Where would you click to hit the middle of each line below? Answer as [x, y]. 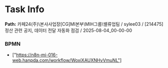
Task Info [25, 9]
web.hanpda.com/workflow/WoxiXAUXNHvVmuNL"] [67, 60]
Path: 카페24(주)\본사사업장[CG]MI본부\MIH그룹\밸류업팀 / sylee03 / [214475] [84, 24]
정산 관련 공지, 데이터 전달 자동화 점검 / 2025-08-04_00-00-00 [69, 30]
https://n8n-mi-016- [37, 55]
